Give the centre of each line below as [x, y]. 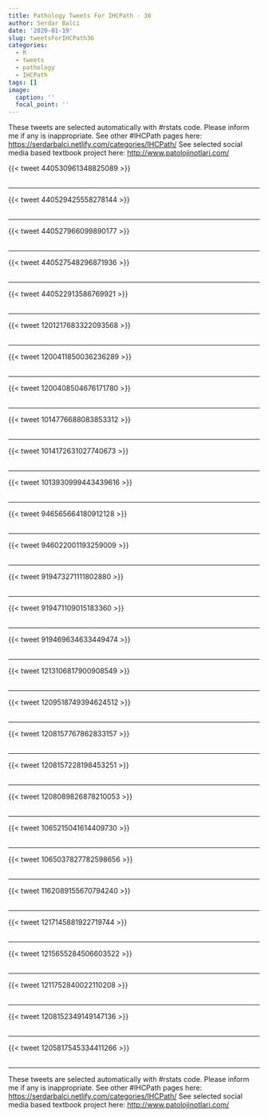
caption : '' [35, 97]
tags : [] [23, 82]
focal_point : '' [42, 105]
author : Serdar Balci [44, 23]
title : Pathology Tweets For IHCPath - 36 [80, 16]
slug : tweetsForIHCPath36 [51, 38]
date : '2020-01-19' [41, 30]
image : [19, 90]
